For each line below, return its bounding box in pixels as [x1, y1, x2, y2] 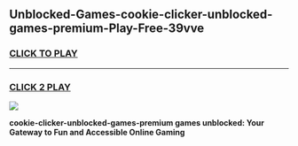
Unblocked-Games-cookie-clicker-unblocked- [9, 7, 273, 22]
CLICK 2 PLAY [9, 81, 71, 93]
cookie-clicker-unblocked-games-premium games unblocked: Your [9, 117, 264, 127]
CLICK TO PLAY [9, 48, 78, 60]
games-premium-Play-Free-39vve [9, 21, 205, 36]
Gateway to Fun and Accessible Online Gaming [9, 127, 185, 137]
